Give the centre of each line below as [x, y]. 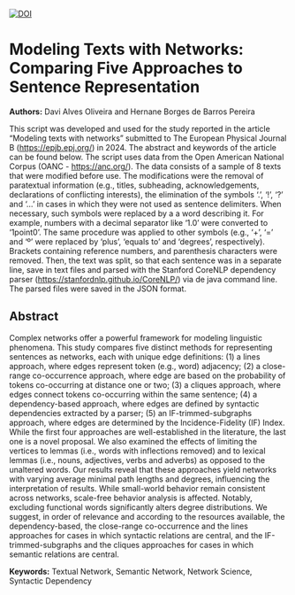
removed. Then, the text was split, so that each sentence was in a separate [146, 260]
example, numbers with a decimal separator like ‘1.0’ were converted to [139, 222]
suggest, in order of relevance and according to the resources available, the [147, 516]
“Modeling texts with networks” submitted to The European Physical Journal [148, 138]
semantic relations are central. [64, 554]
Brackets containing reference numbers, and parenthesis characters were [144, 251]
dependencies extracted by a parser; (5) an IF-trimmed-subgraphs [131, 413]
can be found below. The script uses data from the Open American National [147, 157]
